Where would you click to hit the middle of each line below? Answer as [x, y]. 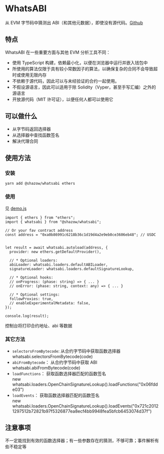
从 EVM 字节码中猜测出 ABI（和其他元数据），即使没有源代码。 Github [74, 22]
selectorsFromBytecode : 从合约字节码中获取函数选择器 [66, 351]
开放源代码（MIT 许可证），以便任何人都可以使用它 [63, 99]
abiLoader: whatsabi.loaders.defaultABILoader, [59, 264]
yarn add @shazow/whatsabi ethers [40, 184]
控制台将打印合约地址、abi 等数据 [39, 325]
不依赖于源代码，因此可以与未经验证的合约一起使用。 [66, 81]
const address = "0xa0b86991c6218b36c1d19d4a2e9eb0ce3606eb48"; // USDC [81, 235]
